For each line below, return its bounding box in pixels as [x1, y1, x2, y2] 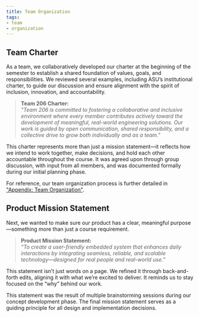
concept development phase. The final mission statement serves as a [6, 298, 176, 305]
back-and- [162, 267, 189, 274]
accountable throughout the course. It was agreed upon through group [6, 156, 179, 163]
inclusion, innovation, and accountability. [6, 89, 106, 96]
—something [6, 225, 37, 233]
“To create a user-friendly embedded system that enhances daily [20, 243, 182, 250]
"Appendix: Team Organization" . [6, 186, 85, 193]
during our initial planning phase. [6, 168, 87, 175]
